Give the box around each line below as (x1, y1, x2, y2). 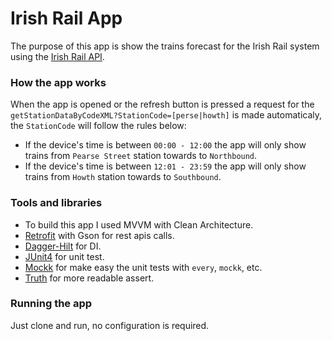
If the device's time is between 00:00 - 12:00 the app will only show (24, 139, 307, 151)
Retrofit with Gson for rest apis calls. (24, 229, 175, 241)
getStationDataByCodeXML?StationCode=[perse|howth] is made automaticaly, (10, 109, 323, 121)
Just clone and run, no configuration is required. (10, 319, 210, 331)
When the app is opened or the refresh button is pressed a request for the (10, 98, 315, 111)
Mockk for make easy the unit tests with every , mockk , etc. (24, 261, 263, 273)
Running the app (10, 297, 93, 311)
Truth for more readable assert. (24, 272, 155, 284)
